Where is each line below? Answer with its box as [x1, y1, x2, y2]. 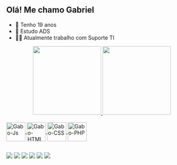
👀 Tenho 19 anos [15, 21, 57, 28]
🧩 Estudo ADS [15, 27, 50, 35]
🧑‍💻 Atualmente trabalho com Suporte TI [15, 33, 115, 41]
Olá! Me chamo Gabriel [6, 5, 95, 15]
